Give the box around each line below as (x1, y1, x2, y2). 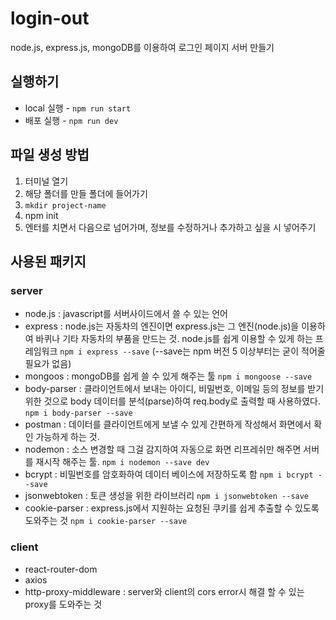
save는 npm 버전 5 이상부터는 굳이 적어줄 (163, 345, 326, 357)
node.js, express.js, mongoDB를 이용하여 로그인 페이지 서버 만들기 (10, 41, 275, 53)
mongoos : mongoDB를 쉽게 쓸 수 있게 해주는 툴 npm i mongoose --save (24, 370, 313, 382)
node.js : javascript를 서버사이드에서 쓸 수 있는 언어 (24, 308, 228, 320)
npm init (24, 209, 59, 221)
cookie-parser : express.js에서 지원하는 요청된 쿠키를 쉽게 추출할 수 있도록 (24, 502, 320, 514)
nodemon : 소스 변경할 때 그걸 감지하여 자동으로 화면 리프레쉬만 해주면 (24, 443, 302, 456)
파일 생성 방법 (10, 147, 90, 164)
